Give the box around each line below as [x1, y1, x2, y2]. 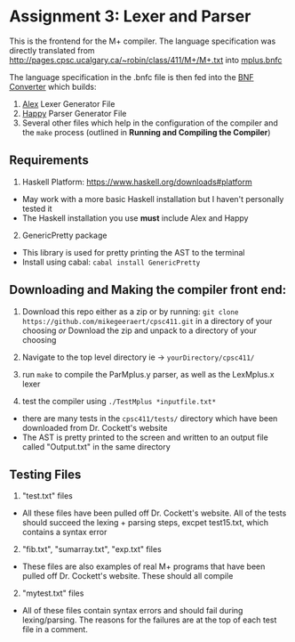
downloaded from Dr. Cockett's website [21, 422, 168, 433]
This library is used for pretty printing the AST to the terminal [21, 247, 245, 257]
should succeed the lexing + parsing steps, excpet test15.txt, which [21, 517, 269, 528]
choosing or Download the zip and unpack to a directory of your [21, 325, 258, 336]
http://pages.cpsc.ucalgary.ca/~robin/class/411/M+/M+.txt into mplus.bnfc [9, 54, 283, 65]
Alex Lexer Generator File [21, 98, 116, 109]
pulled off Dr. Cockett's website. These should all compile [21, 571, 234, 581]
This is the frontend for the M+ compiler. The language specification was [9, 36, 276, 46]
